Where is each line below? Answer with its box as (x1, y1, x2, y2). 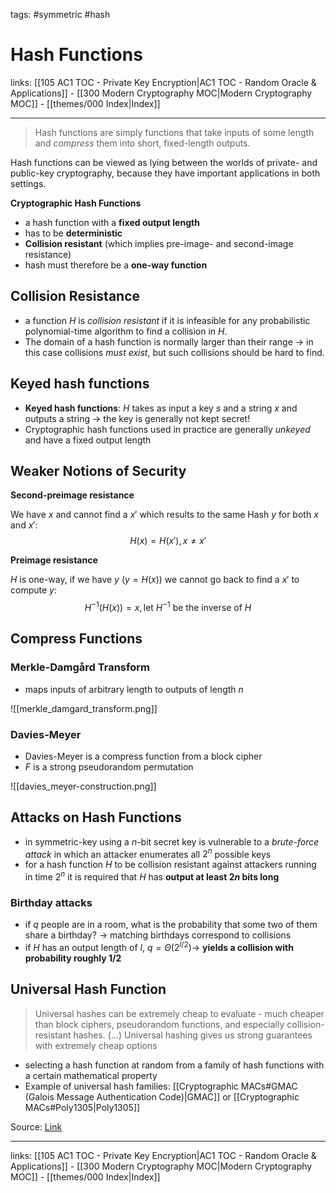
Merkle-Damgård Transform (10, 660, 150, 674)
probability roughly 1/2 (24, 952, 122, 964)
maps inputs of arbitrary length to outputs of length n (24, 683, 244, 695)
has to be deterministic (24, 227, 123, 239)
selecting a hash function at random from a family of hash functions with (24, 1059, 325, 1071)
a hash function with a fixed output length (24, 216, 200, 228)
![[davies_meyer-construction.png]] (10, 780, 157, 793)
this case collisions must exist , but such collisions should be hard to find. (24, 346, 325, 358)
